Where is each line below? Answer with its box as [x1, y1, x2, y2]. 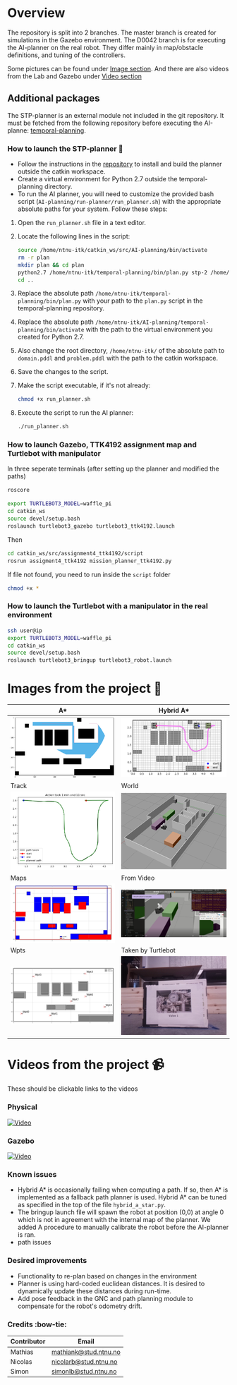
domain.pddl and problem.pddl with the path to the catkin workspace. [17, 354, 219, 363]
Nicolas [10, 1357, 32, 1366]
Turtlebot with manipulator [7, 449, 101, 459]
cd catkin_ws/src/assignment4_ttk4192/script [7, 550, 143, 557]
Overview [7, 5, 66, 21]
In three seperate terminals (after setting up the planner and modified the [7, 464, 220, 473]
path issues [17, 1238, 51, 1247]
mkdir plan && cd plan [17, 261, 85, 269]
